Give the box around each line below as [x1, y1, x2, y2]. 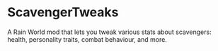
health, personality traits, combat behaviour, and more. [7, 35, 168, 43]
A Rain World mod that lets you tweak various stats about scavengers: [7, 28, 212, 36]
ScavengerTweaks [7, 4, 119, 21]
